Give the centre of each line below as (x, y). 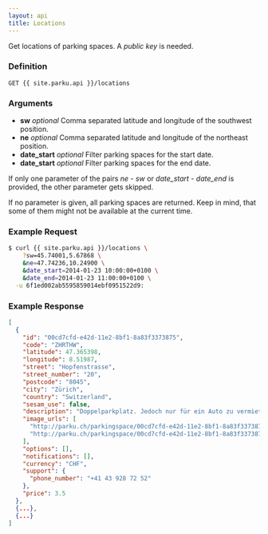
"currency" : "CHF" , (55, 464)
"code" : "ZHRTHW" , (53, 345)
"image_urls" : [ (50, 419)
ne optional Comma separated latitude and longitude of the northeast (134, 137)
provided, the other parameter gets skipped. (81, 187)
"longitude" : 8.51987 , (60, 360)
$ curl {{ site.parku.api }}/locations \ (78, 249)
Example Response (46, 306)
